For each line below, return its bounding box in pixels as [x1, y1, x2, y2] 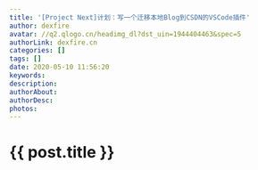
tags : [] [9, 54, 42, 63]
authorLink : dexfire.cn [9, 37, 98, 47]
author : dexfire [9, 21, 70, 30]
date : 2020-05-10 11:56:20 [9, 63, 110, 72]
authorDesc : [9, 95, 54, 105]
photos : [9, 104, 38, 113]
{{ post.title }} [9, 142, 115, 163]
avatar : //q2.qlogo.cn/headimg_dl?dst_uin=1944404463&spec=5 [9, 29, 242, 38]
